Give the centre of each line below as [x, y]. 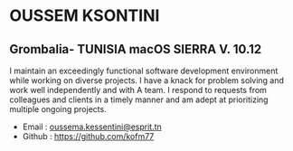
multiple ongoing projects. [58, 109]
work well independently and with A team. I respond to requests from [138, 90]
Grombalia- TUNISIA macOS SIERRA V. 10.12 [136, 49]
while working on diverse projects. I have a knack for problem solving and [147, 80]
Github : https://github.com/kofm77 [88, 136]
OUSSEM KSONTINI [85, 16]
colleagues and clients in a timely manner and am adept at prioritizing [139, 99]
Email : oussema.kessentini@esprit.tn [92, 127]
